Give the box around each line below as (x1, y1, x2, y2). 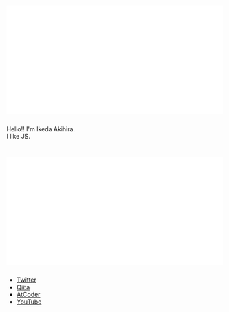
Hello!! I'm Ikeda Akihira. (6, 124, 76, 133)
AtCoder (16, 290, 41, 298)
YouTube (16, 298, 42, 306)
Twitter (16, 276, 37, 284)
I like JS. (6, 132, 30, 140)
